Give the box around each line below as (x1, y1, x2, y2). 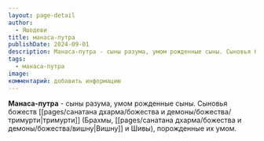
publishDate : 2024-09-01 (8, 41, 90, 49)
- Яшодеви (15, 26, 47, 34)
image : (8, 70, 30, 78)
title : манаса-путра (8, 33, 76, 42)
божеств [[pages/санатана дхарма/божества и (8, 107, 166, 116)
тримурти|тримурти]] (8, 115, 81, 125)
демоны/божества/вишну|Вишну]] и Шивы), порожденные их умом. (8, 123, 237, 133)
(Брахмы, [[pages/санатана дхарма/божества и (82, 115, 242, 125)
